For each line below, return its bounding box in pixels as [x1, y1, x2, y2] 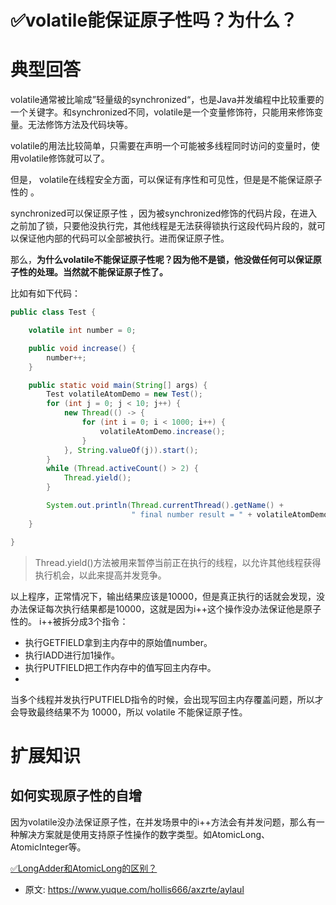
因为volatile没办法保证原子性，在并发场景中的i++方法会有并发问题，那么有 [10, 816, 317, 828]
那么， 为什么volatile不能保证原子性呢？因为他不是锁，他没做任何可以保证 [10, 254, 313, 266]
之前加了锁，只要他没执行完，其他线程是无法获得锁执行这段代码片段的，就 [10, 220, 317, 232]
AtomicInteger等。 [10, 841, 87, 853]
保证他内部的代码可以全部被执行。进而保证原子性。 [18, 232, 230, 245]
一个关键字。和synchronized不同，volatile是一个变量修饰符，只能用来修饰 [10, 106, 315, 118]
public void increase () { [28, 343, 137, 353]
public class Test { [10, 307, 97, 318]
